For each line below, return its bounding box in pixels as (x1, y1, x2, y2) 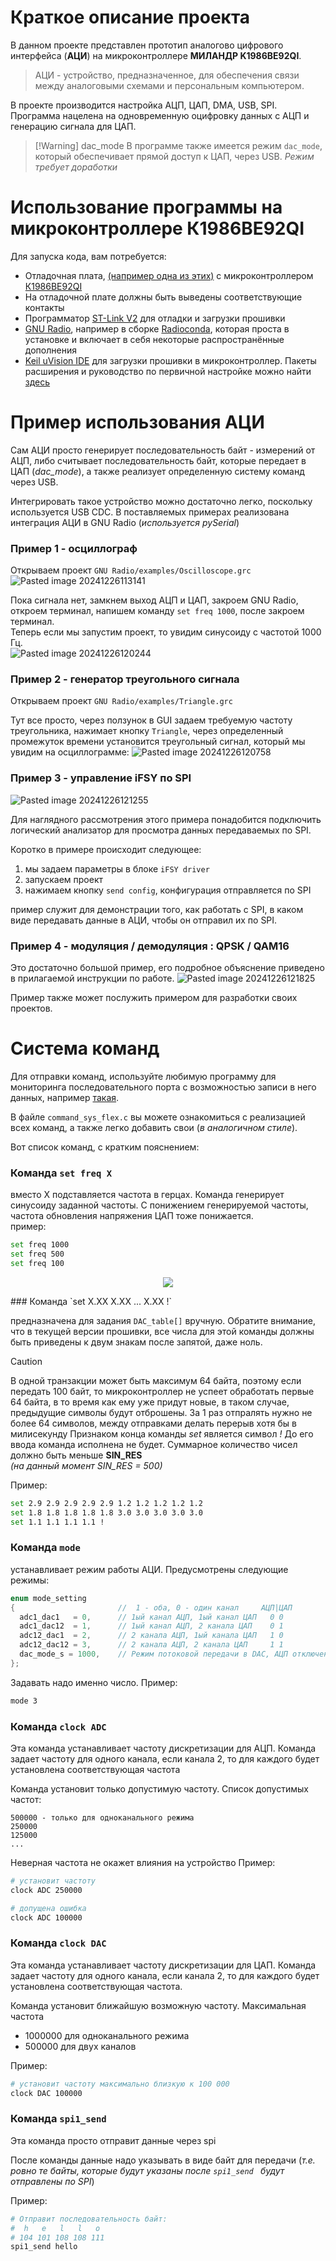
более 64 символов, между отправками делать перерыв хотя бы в (10, 1417, 297, 1429)
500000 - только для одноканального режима (10, 1812, 195, 1823)
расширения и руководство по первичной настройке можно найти (24, 365, 312, 377)
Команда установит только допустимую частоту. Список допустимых (10, 1782, 309, 1795)
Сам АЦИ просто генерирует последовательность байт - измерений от (10, 444, 316, 456)
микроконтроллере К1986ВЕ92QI (10, 217, 305, 240)
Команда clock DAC (10, 1936, 107, 1950)
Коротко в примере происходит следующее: (10, 843, 202, 855)
